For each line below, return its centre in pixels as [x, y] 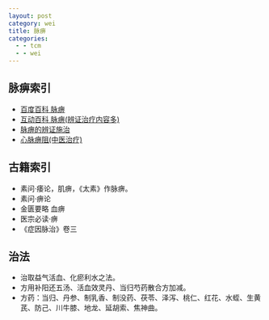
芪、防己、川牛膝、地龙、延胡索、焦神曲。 [91, 308]
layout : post [30, 16]
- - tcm [29, 46]
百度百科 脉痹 [42, 109]
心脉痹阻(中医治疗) [51, 139]
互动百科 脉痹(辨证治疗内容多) [69, 119]
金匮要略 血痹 [42, 208]
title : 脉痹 [27, 31]
